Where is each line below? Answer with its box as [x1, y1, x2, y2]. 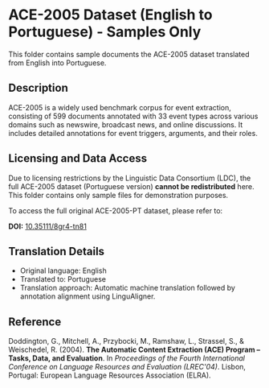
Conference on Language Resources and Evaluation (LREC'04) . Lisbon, [8, 362, 247, 372]
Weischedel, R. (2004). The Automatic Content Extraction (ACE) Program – [8, 345, 261, 355]
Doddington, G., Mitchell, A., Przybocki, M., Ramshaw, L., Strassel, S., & [8, 336, 245, 346]
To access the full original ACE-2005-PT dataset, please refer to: [8, 205, 223, 215]
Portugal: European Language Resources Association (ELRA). [8, 370, 211, 380]
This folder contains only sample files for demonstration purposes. [8, 190, 229, 200]
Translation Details [8, 244, 105, 258]
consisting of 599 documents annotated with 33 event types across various [8, 111, 259, 121]
